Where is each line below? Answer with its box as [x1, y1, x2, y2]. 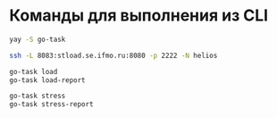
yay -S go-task [9, 35, 66, 44]
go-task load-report [9, 75, 87, 85]
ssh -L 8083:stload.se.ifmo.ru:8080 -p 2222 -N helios [9, 51, 218, 60]
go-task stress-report [9, 100, 94, 109]
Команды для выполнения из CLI [9, 5, 269, 26]
